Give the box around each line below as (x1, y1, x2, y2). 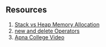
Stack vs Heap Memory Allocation (14, 20, 100, 28)
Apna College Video (14, 33, 65, 41)
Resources (5, 5, 47, 15)
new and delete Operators (14, 27, 80, 34)
